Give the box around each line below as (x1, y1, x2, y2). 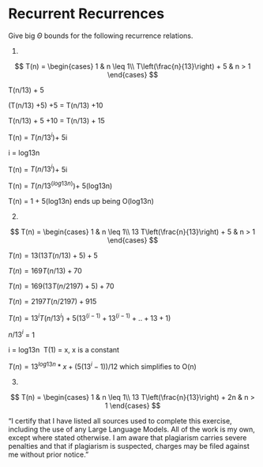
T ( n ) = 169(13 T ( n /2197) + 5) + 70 (8, 281, 115, 291)
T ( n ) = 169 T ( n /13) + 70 (8, 266, 82, 275)
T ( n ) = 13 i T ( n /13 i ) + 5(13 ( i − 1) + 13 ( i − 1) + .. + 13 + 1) (8, 311, 171, 322)
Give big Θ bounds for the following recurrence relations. (8, 31, 193, 40)
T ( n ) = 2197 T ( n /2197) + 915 (8, 296, 97, 306)
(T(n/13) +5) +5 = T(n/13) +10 (8, 100, 103, 110)
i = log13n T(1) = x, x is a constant (8, 345, 120, 355)
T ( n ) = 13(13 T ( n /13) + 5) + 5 (8, 250, 99, 260)
